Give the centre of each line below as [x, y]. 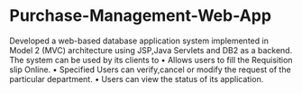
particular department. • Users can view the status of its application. [137, 79]
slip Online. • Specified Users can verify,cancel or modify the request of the [150, 70]
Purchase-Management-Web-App [141, 16]
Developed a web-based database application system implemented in [139, 41]
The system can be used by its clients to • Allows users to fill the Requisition [151, 60]
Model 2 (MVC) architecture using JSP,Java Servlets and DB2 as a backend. [151, 50]
